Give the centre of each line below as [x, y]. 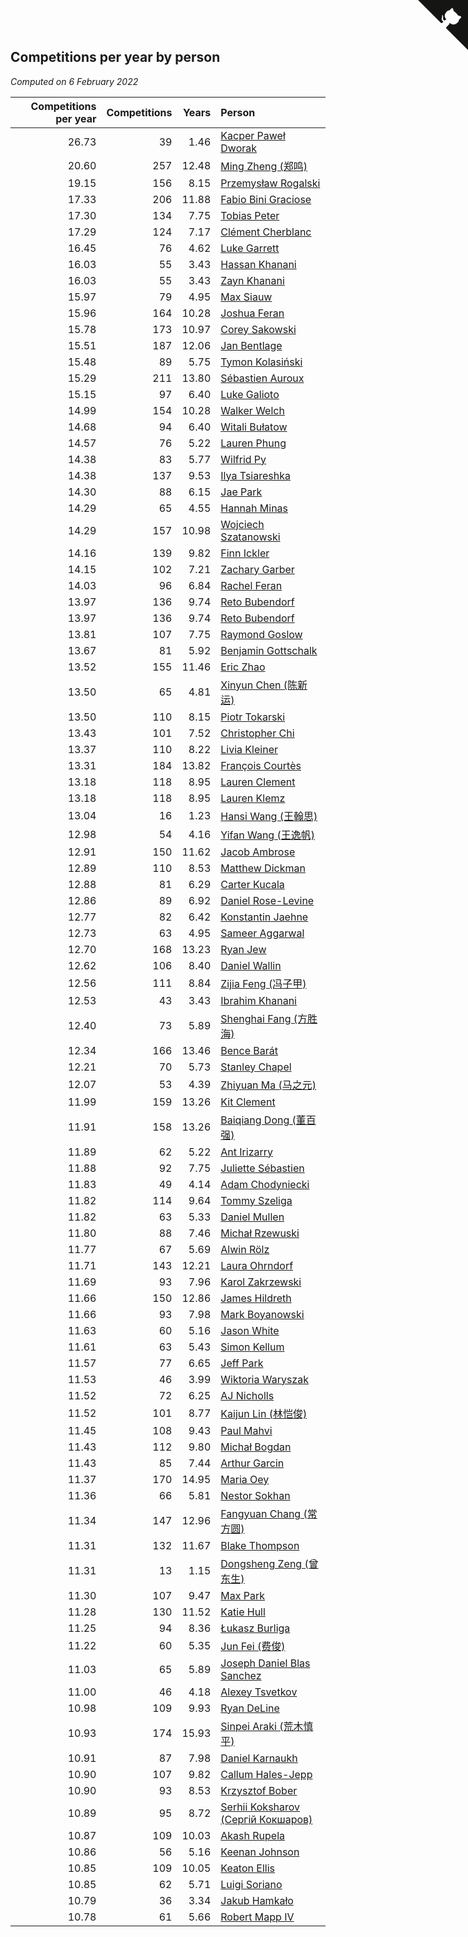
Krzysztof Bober [259, 1790]
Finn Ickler [245, 553]
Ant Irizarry [247, 1152]
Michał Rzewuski [260, 1233]
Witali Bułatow [254, 427]
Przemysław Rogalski [270, 183]
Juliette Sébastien [262, 1168]
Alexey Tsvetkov [259, 1692]
